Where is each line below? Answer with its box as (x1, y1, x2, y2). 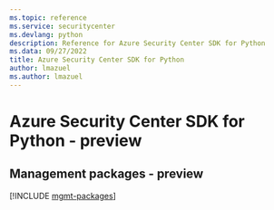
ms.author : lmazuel (9, 72, 83, 81)
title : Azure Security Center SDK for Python (9, 55, 184, 64)
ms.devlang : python (9, 30, 83, 39)
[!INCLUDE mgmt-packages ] (9, 190, 116, 201)
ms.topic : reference (9, 13, 88, 23)
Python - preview (9, 130, 142, 150)
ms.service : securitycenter (9, 22, 116, 31)
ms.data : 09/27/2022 (9, 47, 88, 56)
